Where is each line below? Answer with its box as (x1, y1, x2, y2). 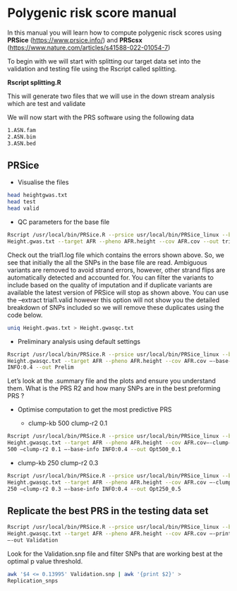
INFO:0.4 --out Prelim (7, 364, 74, 371)
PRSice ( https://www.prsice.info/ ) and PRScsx (7, 35, 142, 44)
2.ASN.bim (7, 133, 37, 141)
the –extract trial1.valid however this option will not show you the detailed (7, 295, 220, 304)
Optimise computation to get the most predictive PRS (17, 405, 172, 414)
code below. (7, 311, 43, 319)
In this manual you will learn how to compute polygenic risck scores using (7, 28, 222, 37)
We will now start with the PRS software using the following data (7, 113, 195, 121)
